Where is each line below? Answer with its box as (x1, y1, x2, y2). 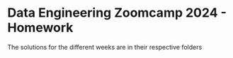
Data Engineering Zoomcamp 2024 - (7, 5, 227, 21)
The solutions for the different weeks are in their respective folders (7, 43, 203, 51)
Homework (7, 20, 74, 36)
